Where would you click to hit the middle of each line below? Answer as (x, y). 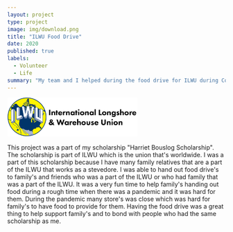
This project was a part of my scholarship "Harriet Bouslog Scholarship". (111, 147)
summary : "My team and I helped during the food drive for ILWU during (113, 80)
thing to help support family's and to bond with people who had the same (112, 213)
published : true (31, 51)
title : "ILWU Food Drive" (44, 37)
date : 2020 (23, 44)
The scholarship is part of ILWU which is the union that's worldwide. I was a (115, 154)
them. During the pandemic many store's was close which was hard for (109, 199)
